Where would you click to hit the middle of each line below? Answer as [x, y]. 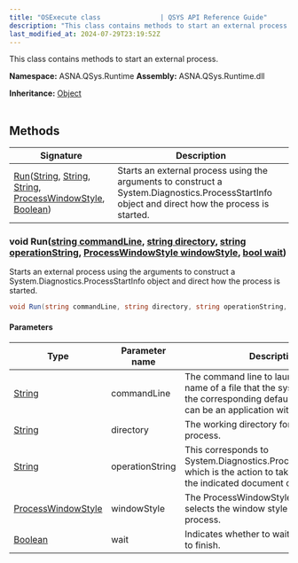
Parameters [31, 327]
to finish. [203, 544]
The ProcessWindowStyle [239, 497]
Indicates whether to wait [237, 534]
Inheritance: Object [45, 93]
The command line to [229, 376]
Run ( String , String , [52, 176]
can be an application [230, 410]
